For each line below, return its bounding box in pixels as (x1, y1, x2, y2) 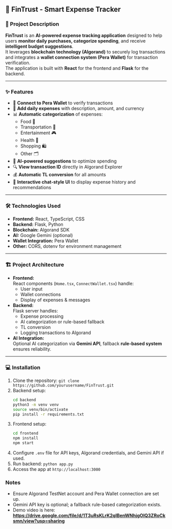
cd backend (12, 397, 36, 403)
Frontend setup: (12, 421, 47, 427)
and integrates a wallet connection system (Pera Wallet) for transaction (5, 54, 158, 60)
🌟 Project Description (5, 21, 59, 28)
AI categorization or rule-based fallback (20, 318, 105, 324)
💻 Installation (5, 363, 41, 371)
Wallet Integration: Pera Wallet (12, 238, 78, 244)
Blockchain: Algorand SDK (12, 227, 70, 233)
